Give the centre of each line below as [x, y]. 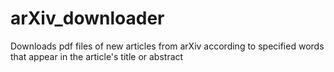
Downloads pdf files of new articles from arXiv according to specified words [167, 46]
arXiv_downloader [87, 18]
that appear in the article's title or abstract [97, 56]
